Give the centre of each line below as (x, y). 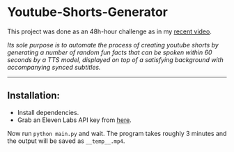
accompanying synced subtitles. (54, 67)
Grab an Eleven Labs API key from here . (75, 120)
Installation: (34, 96)
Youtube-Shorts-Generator (88, 12)
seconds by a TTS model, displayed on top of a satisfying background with (116, 59)
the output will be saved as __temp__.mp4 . (66, 141)
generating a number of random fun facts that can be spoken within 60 (110, 52)
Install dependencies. (48, 112)
